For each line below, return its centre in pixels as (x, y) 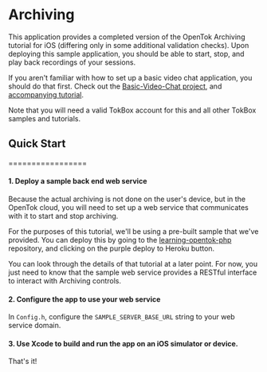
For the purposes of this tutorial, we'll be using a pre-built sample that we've (133, 231)
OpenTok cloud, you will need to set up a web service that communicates (128, 207)
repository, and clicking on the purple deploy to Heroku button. (112, 248)
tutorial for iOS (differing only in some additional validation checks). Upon (129, 45)
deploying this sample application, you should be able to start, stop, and (126, 53)
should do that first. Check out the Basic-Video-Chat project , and (115, 86)
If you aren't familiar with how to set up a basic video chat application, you (130, 77)
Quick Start (37, 144)
